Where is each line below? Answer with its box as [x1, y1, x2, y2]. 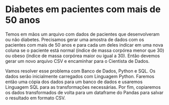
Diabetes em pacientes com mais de [5, 4, 161, 15]
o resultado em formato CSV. [5, 95, 66, 101]
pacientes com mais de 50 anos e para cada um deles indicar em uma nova [5, 42, 163, 48]
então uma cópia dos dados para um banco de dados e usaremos [5, 79, 143, 85]
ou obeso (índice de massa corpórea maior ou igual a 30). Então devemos [5, 52, 160, 59]
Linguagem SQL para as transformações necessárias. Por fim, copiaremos [5, 84, 161, 90]
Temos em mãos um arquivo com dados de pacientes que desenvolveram [5, 31, 160, 37]
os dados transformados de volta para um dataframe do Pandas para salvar [5, 89, 164, 95]
